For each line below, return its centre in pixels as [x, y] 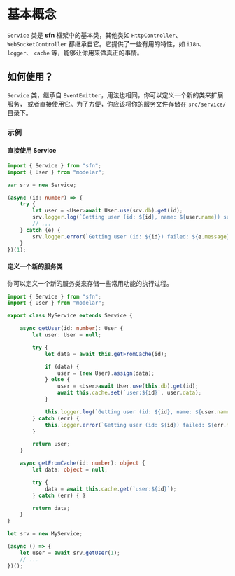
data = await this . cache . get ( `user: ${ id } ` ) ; [111, 489]
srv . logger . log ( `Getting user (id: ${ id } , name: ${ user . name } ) [126, 217]
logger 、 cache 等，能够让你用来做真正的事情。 [75, 53]
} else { [57, 380]
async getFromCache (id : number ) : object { [83, 463]
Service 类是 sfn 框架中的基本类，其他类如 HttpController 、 [94, 35]
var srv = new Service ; [42, 185]
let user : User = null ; [67, 335]
